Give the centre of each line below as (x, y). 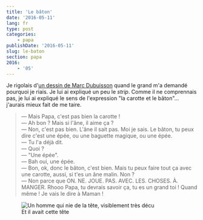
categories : (21, 35)
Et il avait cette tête (45, 212)
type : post (20, 29)
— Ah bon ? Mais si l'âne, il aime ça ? (67, 123)
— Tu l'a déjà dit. (42, 142)
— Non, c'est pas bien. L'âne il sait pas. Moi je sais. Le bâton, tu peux (107, 129)
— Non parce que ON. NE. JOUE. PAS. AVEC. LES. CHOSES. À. (100, 181)
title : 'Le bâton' (29, 12)
